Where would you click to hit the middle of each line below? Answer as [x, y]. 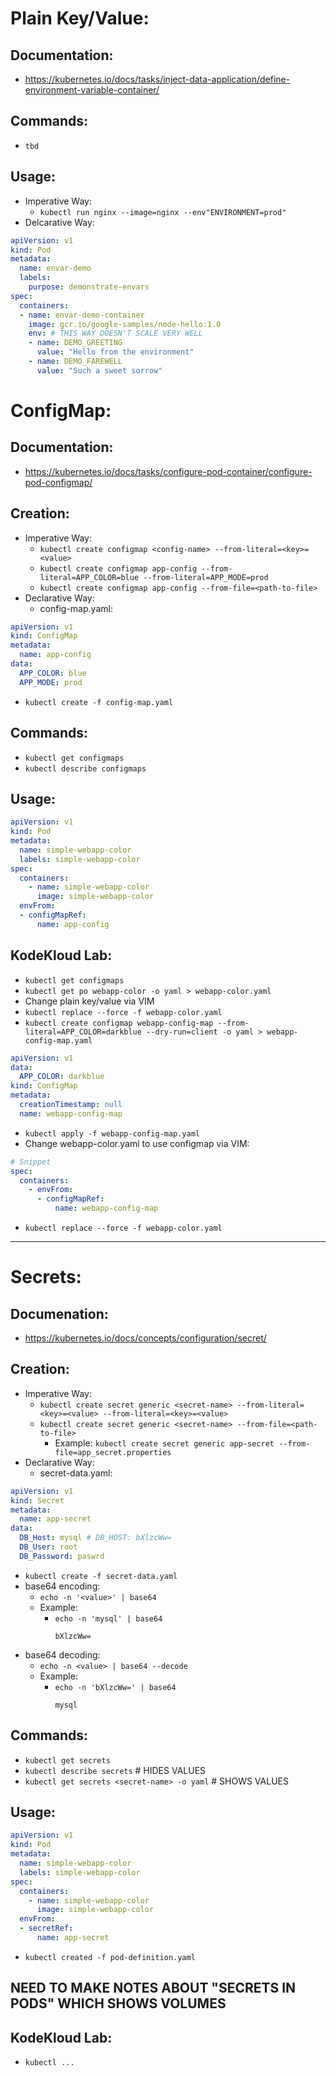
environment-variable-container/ [92, 90]
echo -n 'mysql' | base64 [108, 1618]
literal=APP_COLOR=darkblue [83, 1032]
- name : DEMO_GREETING [75, 343]
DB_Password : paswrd [62, 1556]
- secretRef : [46, 1928]
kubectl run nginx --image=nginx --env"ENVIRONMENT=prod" [163, 212]
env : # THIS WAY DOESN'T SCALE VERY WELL [115, 333]
